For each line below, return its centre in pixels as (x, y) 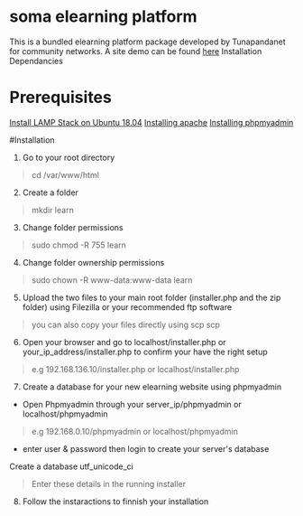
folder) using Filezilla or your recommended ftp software (127, 307)
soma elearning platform (103, 17)
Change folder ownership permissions (93, 262)
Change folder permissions (73, 227)
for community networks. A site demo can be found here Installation (136, 51)
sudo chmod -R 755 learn (78, 245)
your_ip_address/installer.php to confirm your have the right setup (145, 352)
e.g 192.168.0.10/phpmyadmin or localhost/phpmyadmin (135, 431)
